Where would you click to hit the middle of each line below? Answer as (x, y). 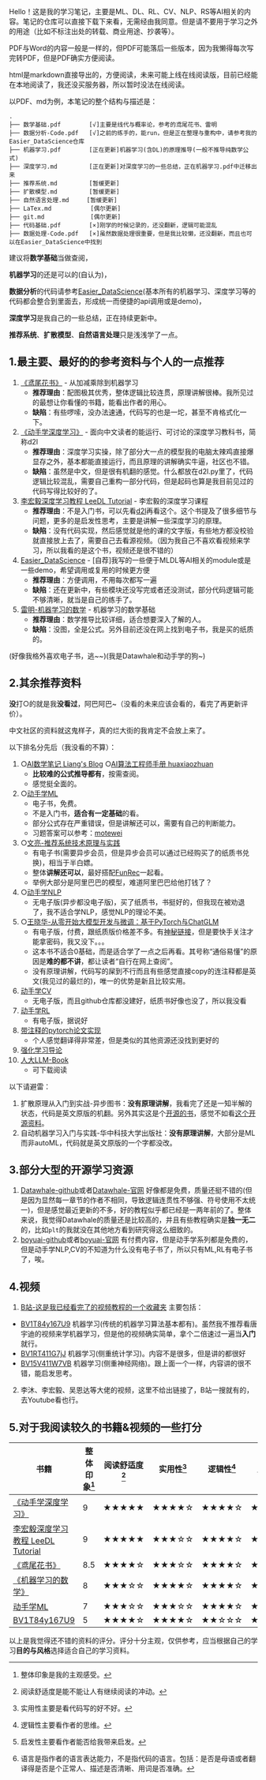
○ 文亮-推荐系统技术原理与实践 (70, 842)
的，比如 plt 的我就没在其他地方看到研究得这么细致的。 (109, 1230)
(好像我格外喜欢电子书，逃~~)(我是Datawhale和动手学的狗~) (107, 656)
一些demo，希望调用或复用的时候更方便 (85, 570)
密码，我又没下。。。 (77, 941)
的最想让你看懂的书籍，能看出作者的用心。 (101, 402)
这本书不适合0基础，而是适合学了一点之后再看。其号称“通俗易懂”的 (141, 951)
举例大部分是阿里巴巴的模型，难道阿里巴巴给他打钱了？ (122, 882)
